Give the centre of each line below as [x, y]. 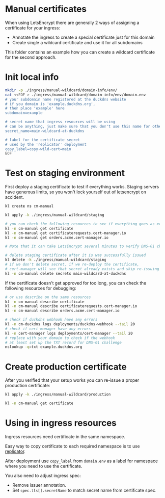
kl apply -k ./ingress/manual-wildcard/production [58, 394]
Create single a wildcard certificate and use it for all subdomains [77, 42]
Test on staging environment [65, 173]
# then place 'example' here [35, 108]
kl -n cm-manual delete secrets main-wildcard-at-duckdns [66, 273]
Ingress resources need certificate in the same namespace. [65, 436]
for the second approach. [31, 57]
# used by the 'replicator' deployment [46, 144]
